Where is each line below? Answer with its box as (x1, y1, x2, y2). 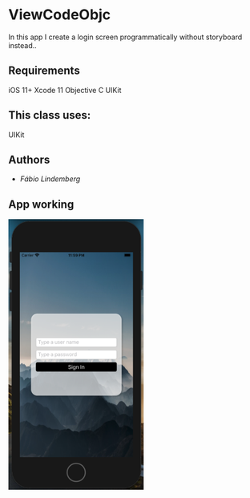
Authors (8, 152, 50, 166)
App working (8, 197, 75, 211)
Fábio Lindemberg (19, 174, 81, 184)
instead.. (8, 40, 38, 50)
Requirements (8, 64, 80, 78)
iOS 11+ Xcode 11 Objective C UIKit (8, 85, 122, 95)
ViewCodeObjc (8, 6, 111, 24)
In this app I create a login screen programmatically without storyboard (8, 32, 243, 42)
